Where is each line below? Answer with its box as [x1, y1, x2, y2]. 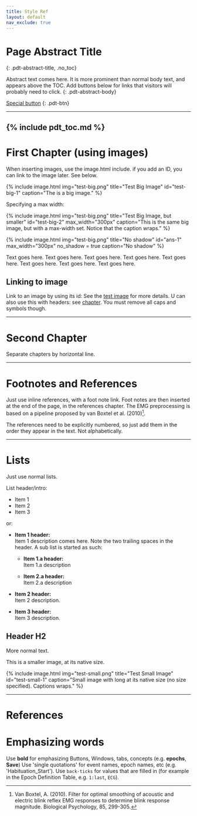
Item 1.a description [23, 561, 72, 568]
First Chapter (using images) [6, 145, 148, 159]
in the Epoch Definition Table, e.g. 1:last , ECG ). [6, 774, 119, 781]
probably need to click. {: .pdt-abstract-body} [6, 88, 117, 95]
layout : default [6, 14, 46, 20]
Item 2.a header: [23, 572, 64, 580]
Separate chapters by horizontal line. [6, 351, 96, 358]
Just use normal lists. [6, 473, 57, 480]
